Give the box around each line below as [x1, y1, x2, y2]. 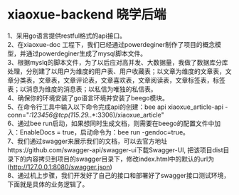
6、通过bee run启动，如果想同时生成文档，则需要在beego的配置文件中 [7, 119, 215, 127]
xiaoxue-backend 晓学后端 [7, 6, 166, 23]
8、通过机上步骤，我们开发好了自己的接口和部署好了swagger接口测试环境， [7, 171, 230, 179]
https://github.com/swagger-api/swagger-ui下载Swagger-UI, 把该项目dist [7, 145, 223, 154]
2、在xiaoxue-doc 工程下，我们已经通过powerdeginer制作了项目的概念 [7, 40, 216, 48]
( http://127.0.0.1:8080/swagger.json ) [7, 162, 112, 171]
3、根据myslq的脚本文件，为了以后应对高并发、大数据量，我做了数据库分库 [7, 58, 228, 66]
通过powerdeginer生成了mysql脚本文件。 [26, 49, 147, 58]
